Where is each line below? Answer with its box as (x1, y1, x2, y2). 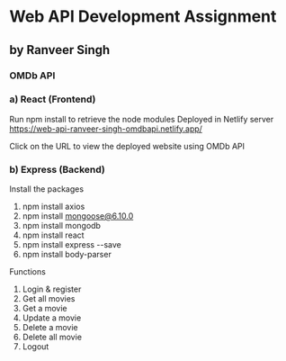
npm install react (22, 230, 85, 240)
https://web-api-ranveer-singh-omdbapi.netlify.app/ (9, 123, 202, 134)
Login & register (22, 284, 82, 294)
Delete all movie (22, 331, 83, 343)
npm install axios (22, 201, 85, 212)
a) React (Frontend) (9, 93, 96, 105)
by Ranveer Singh (9, 42, 111, 58)
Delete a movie (22, 322, 78, 333)
